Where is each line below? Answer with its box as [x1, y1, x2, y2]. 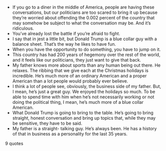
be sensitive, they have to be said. [12, 120, 83, 126]
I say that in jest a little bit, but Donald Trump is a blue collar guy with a [12, 36, 158, 42]
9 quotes [5, 141, 23, 146]
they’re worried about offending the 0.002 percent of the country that [12, 15, 155, 20]
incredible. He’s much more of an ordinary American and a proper [12, 73, 147, 78]
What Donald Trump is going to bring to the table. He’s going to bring [12, 110, 154, 116]
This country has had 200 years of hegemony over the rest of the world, [12, 52, 161, 58]
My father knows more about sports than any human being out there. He [12, 62, 161, 68]
